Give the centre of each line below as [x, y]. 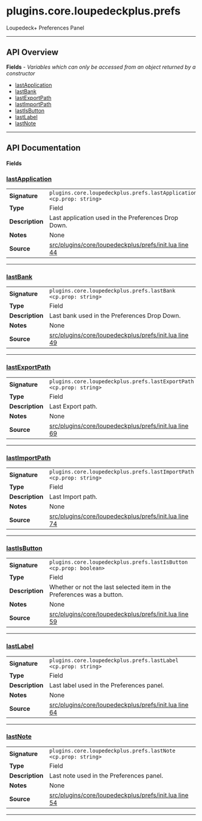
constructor [21, 73]
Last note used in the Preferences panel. [106, 775]
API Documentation [44, 148]
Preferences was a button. [86, 595]
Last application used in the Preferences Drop [114, 218]
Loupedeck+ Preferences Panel [45, 28]
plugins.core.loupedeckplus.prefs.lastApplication [123, 193]
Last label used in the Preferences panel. [106, 685]
